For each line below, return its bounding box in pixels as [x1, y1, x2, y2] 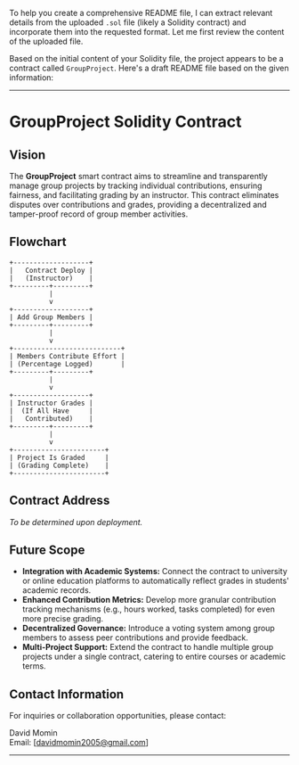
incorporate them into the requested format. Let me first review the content [9, 27, 285, 37]
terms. [21, 661, 46, 671]
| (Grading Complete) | [9, 461, 109, 470]
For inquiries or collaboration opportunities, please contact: [9, 711, 227, 721]
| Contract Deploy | [9, 266, 93, 275]
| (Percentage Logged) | [9, 359, 125, 368]
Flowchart [9, 234, 67, 250]
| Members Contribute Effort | [9, 351, 125, 360]
